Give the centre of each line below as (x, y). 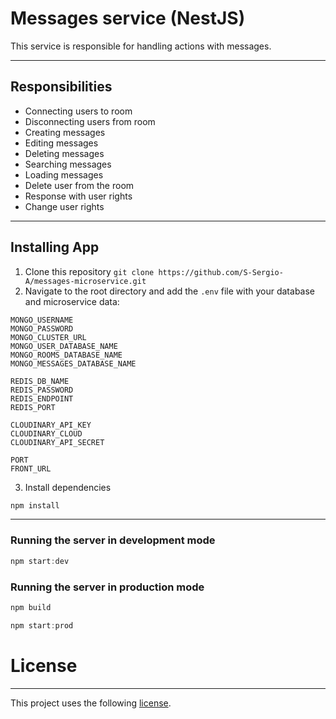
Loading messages (64, 174)
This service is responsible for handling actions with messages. (141, 46)
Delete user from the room (79, 185)
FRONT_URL (31, 468)
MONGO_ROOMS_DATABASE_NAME (66, 355)
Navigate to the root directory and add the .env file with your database (169, 291)
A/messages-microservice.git (85, 281)
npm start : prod (42, 625)
